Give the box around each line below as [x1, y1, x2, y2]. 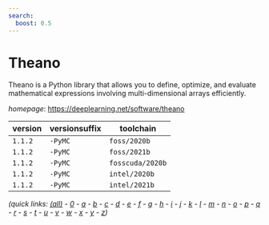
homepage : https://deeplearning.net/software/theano [8, 104, 185, 114]
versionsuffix [49, 123, 102, 135]
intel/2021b [109, 181, 155, 190]
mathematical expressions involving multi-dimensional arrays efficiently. [8, 89, 247, 98]
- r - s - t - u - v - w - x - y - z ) [8, 207, 108, 217]
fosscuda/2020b [109, 159, 167, 168]
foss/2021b [109, 147, 151, 157]
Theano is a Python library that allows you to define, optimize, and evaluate [8, 80, 256, 90]
